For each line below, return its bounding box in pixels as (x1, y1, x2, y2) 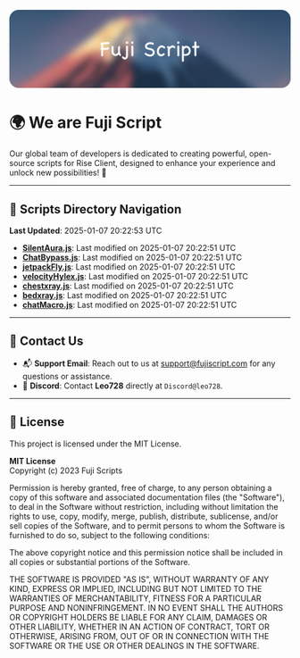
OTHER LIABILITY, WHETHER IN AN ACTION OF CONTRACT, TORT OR (9, 621, 270, 632)
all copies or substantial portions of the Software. (9, 556, 190, 567)
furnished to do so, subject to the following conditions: (9, 529, 210, 540)
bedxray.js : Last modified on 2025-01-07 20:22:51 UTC (21, 290, 228, 301)
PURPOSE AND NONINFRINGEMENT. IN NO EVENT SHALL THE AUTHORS (9, 602, 284, 612)
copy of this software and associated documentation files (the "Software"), (9, 492, 286, 503)
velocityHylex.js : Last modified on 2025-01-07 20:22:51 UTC (21, 271, 248, 282)
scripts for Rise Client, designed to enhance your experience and (37, 158, 276, 169)
